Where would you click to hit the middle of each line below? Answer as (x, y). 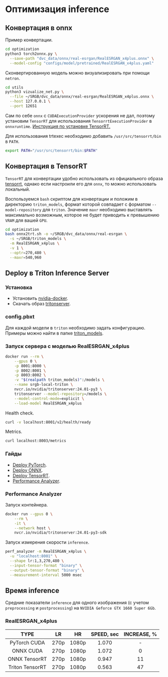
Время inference (32, 590)
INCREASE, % (140, 634)
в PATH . (12, 141)
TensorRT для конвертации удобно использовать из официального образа (84, 178)
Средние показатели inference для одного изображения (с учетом (77, 603)
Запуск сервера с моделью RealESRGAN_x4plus (67, 346)
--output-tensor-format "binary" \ (47, 570)
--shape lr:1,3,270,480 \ (37, 561)
